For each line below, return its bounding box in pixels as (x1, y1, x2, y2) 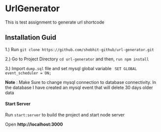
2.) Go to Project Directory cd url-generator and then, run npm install (5, 56, 149, 62)
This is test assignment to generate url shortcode (5, 19, 105, 25)
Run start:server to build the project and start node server (5, 111, 125, 118)
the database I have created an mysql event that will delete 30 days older (5, 84, 153, 90)
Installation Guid (5, 33, 56, 42)
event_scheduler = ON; (5, 71, 52, 76)
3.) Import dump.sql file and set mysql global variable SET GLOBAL (5, 65, 137, 71)
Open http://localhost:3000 (5, 121, 63, 127)
